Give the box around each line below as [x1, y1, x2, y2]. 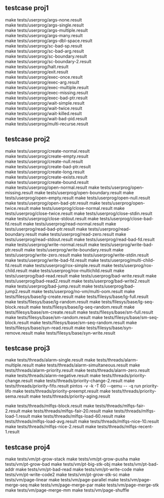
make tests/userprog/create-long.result [5, 169, 85, 175]
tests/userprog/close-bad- [99, 215, 154, 222]
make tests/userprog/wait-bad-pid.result [5, 115, 88, 121]
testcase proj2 [5, 135, 50, 143]
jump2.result [5, 288, 31, 294]
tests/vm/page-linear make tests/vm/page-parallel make [5, 477, 119, 483]
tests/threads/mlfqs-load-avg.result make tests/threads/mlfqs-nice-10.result [5, 418, 159, 425]
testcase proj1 [5, 4, 49, 12]
